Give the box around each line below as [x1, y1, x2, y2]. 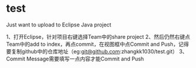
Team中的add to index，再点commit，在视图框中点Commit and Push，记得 [6, 40, 189, 47]
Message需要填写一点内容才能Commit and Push [26, 55, 144, 62]
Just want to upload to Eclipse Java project [6, 21, 111, 28]
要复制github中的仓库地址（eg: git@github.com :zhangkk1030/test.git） [6, 47, 178, 55]
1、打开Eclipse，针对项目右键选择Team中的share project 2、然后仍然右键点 [6, 33, 191, 40]
